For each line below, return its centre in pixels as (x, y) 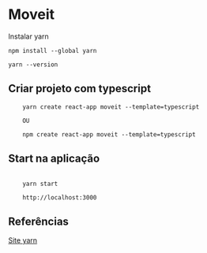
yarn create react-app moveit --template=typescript (111, 107)
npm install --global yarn (53, 50)
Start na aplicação (54, 159)
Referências (39, 221)
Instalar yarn (28, 36)
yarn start (40, 184)
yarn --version (33, 65)
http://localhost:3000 (60, 197)
